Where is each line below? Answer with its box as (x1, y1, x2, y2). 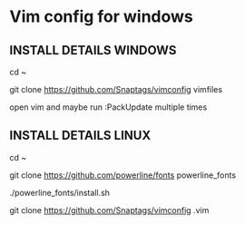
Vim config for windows (9, 6, 193, 27)
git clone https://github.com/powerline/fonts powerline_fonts (9, 170, 237, 181)
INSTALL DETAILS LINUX (9, 128, 152, 143)
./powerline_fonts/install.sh (9, 187, 111, 198)
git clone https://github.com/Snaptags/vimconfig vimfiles (9, 84, 223, 94)
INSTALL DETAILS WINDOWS (9, 43, 177, 58)
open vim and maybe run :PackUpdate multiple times (9, 102, 208, 112)
